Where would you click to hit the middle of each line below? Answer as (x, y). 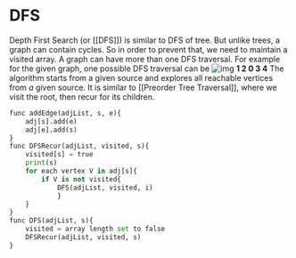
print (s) (41, 163)
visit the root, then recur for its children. (82, 97)
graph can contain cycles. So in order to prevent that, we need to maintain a (148, 49)
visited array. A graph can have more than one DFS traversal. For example (145, 59)
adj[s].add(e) (51, 121)
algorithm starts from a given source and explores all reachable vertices (141, 77)
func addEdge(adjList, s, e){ (66, 113)
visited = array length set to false (95, 229)
